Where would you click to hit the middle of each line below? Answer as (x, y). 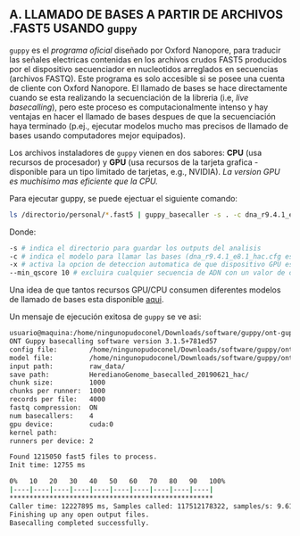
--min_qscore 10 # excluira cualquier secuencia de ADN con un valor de (147, 273)
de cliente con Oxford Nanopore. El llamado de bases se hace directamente (148, 87)
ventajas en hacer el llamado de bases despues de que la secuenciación (143, 116)
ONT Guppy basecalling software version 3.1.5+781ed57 (113, 342)
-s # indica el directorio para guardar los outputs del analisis (135, 248)
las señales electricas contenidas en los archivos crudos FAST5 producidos (148, 59)
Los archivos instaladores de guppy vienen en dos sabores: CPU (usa (136, 153)
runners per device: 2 (51, 441)
